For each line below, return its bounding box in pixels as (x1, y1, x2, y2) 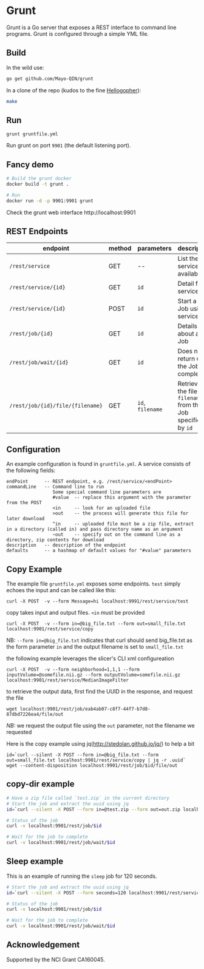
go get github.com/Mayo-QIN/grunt (6, 75, 94, 82)
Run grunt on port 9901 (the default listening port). (6, 142, 132, 149)
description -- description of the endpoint (6, 542, 126, 549)
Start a (177, 297, 197, 305)
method (108, 244, 132, 252)
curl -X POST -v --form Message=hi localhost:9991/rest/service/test (6, 598, 189, 604)
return (177, 354, 195, 363)
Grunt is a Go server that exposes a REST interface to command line (6, 24, 177, 31)
